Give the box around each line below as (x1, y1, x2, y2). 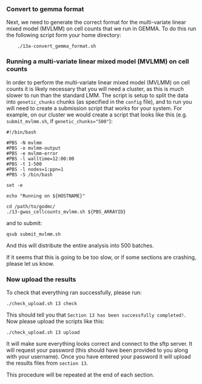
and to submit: (6, 219, 42, 226)
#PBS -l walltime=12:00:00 (6, 155, 75, 162)
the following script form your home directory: (6, 32, 121, 39)
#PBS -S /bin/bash (6, 172, 53, 178)
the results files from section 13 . (6, 359, 89, 366)
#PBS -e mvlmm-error (6, 150, 59, 157)
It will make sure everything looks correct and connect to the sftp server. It (6, 340, 193, 347)
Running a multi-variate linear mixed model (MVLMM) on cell (6, 57, 189, 66)
